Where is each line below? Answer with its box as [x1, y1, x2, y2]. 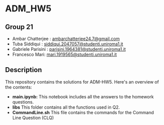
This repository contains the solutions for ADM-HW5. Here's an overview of [5, 79, 159, 84]
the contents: [5, 84, 32, 90]
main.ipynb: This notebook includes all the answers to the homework [12, 93, 154, 99]
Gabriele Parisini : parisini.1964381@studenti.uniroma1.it [12, 46, 126, 52]
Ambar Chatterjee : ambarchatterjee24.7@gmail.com [12, 36, 120, 42]
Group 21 [5, 23, 34, 31]
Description [5, 66, 42, 74]
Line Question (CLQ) [12, 115, 54, 121]
